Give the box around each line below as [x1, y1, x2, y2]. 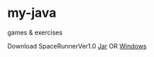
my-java [7, 5, 57, 21]
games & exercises [7, 28, 62, 37]
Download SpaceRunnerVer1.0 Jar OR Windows [7, 42, 147, 50]
